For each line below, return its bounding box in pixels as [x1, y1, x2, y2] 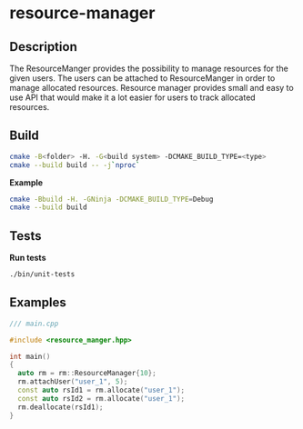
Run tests [9, 253, 46, 264]
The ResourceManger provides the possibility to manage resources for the [9, 63, 288, 74]
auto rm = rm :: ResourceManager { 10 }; [17, 369, 157, 378]
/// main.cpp [9, 319, 59, 328]
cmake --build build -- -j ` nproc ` [9, 160, 141, 170]
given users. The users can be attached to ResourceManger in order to [9, 73, 276, 84]
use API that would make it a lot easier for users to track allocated [9, 92, 257, 103]
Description [9, 39, 77, 55]
